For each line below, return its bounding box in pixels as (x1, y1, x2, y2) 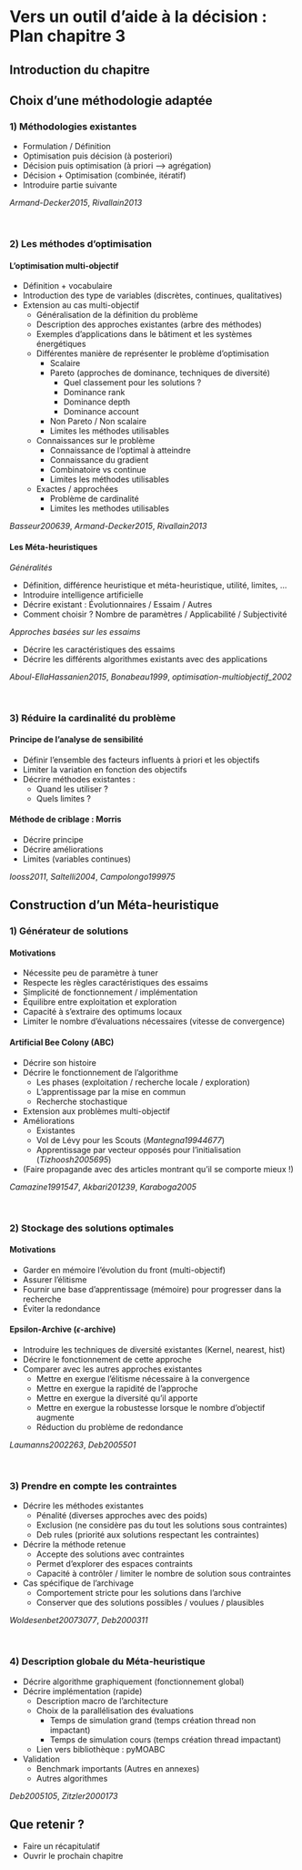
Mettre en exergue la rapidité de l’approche (35, 1383, 198, 1394)
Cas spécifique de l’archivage (22, 1578, 135, 1589)
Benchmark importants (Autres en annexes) (35, 1763, 200, 1773)
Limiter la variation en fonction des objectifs (22, 763, 187, 775)
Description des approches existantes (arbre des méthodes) (35, 319, 262, 330)
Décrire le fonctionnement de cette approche (22, 1354, 193, 1364)
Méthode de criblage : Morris (9, 813, 122, 825)
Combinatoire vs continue (49, 465, 147, 475)
